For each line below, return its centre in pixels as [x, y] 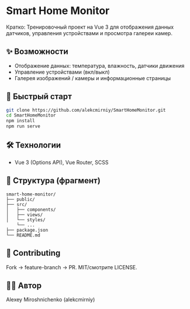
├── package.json [27, 230]
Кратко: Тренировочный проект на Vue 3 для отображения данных [90, 27]
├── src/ [17, 204]
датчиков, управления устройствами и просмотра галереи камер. [89, 33]
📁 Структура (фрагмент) [53, 181]
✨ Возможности [37, 52]
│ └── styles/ [26, 220]
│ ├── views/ [25, 215]
